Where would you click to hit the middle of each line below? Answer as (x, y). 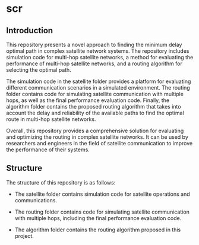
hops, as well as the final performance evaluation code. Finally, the (88, 100)
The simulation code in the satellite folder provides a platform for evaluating (99, 81)
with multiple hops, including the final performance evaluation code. (98, 218)
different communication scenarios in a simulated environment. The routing (98, 87)
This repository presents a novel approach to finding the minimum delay (94, 44)
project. (24, 236)
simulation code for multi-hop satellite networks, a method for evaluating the (100, 57)
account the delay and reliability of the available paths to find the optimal (95, 113)
